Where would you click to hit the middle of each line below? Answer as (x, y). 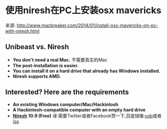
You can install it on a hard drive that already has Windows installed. (86, 71)
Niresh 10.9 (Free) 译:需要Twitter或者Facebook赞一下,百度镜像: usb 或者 (87, 116)
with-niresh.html (22, 31)
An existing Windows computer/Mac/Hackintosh (65, 104)
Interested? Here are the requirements (67, 92)
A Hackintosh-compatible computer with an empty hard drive (79, 110)
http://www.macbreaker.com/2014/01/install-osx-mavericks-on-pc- (88, 25)
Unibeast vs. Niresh (37, 47)
